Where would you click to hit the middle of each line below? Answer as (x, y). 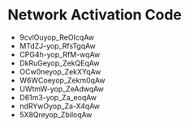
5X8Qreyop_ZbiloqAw (56, 114)
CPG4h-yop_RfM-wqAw (60, 54)
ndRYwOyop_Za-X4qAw (60, 106)
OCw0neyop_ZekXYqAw (60, 71)
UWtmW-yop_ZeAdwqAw (62, 89)
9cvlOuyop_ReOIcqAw (57, 37)
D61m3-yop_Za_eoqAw (58, 97)
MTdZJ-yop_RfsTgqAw (58, 45)
